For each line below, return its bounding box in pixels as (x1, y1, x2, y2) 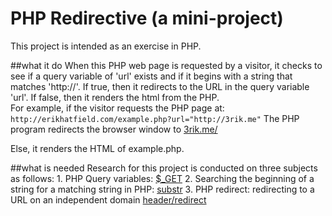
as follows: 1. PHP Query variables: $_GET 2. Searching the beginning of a (10, 172, 315, 184)
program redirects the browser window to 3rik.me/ (10, 123, 218, 135)
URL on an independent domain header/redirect (10, 193, 207, 206)
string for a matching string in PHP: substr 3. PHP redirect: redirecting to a (10, 183, 315, 195)
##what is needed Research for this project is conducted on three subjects (10, 162, 318, 174)
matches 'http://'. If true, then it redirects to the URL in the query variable (10, 80, 310, 92)
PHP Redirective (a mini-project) (10, 7, 284, 30)
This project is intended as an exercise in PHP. (10, 40, 202, 52)
